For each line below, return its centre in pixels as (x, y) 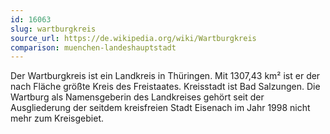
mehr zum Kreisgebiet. (57, 118)
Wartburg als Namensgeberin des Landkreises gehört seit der (137, 97)
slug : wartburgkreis (53, 29)
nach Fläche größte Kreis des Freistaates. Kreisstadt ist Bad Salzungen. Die (165, 87)
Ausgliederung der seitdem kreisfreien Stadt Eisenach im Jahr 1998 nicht (160, 108)
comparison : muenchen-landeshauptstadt (93, 47)
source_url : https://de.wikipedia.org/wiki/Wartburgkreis (133, 38)
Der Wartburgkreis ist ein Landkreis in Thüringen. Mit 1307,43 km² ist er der (165, 76)
